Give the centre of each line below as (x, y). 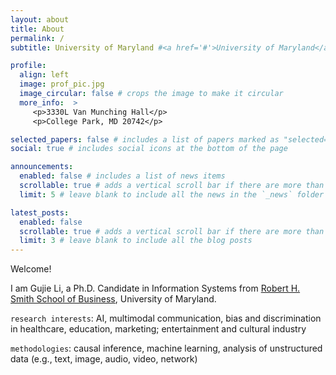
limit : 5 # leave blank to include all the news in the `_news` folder (172, 194)
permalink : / (37, 38)
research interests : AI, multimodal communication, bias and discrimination (166, 318)
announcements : (42, 167)
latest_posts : (40, 212)
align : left (44, 75)
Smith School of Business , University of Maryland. (113, 299)
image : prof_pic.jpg (62, 84)
